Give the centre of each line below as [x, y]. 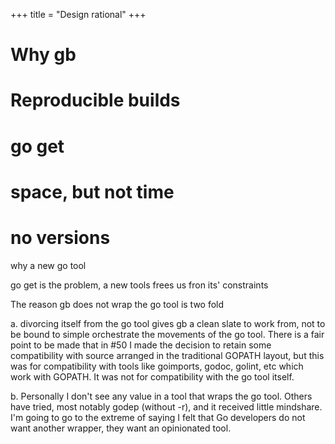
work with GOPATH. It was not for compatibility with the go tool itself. [152, 376]
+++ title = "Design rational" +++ [78, 14]
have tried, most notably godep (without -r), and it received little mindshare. [166, 406]
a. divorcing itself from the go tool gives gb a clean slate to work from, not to [168, 323]
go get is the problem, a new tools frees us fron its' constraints [139, 285]
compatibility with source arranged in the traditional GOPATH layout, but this [167, 355]
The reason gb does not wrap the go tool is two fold [117, 304]
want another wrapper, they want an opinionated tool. [121, 428]
